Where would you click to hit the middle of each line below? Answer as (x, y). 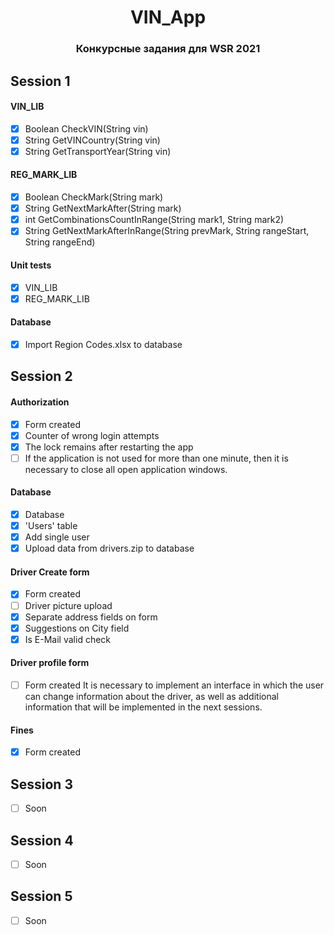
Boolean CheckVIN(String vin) (86, 128)
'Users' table (51, 526)
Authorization (40, 402)
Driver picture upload (68, 605)
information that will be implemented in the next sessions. (143, 707)
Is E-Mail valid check (68, 639)
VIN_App (168, 17)
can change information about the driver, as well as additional (151, 697)
